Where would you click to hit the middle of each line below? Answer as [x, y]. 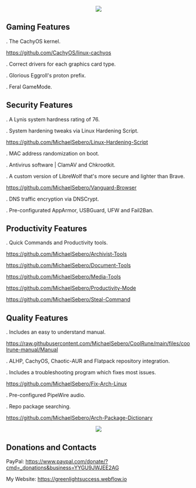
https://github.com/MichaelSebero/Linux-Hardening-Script [77, 142]
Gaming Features [38, 27]
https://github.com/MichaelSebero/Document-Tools [68, 265]
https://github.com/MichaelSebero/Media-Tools [64, 277]
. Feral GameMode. [29, 87]
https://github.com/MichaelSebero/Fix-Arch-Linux [67, 384]
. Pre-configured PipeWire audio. [46, 395]
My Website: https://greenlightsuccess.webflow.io [67, 479]
